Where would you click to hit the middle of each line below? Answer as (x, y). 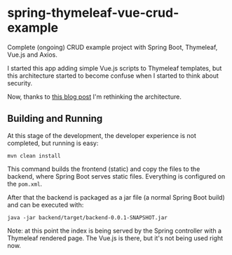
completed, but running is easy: (53, 143)
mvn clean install (34, 156)
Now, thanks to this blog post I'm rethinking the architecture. (95, 97)
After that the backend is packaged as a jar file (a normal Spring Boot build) (116, 197)
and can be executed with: (46, 205)
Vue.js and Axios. (33, 55)
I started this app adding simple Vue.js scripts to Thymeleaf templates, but (115, 68)
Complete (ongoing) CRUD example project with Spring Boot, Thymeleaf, (112, 47)
